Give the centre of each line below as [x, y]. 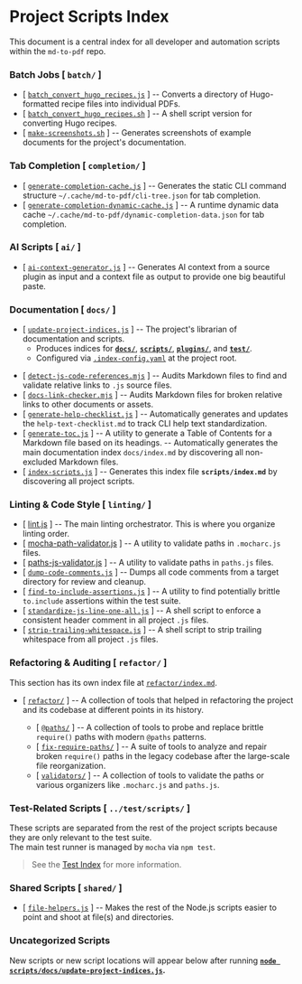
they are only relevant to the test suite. [81, 838]
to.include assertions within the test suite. [102, 601]
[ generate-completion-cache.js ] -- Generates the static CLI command [154, 185]
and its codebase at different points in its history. [113, 709]
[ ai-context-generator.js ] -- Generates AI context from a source [146, 267]
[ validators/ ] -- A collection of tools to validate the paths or [150, 775]
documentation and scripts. [73, 339]
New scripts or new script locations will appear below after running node [143, 961]
